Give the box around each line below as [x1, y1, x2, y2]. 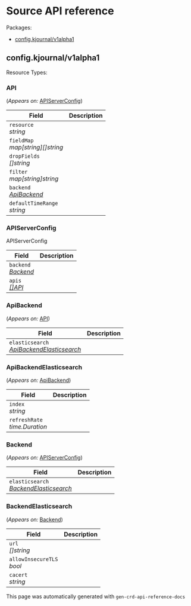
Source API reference [6, 4, 114, 18]
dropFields [9, 153, 40, 160]
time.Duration [9, 423, 48, 431]
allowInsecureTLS [9, 556, 58, 562]
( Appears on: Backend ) [6, 516, 64, 523]
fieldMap [9, 137, 34, 144]
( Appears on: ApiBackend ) [6, 377, 71, 384]
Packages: [6, 24, 32, 31]
